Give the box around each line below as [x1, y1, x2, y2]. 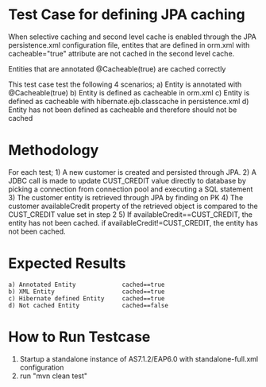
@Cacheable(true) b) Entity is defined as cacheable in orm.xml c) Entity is [8, 87, 250, 97]
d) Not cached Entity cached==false [8, 301, 169, 309]
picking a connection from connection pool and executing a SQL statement [8, 184, 253, 194]
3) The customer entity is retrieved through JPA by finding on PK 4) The [8, 192, 244, 202]
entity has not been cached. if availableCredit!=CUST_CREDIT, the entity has [8, 218, 258, 227]
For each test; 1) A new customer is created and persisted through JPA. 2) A [8, 167, 256, 176]
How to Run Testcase [8, 328, 151, 346]
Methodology [8, 141, 99, 160]
